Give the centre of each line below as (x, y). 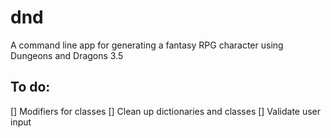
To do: (30, 87)
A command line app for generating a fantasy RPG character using (147, 45)
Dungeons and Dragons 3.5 (67, 55)
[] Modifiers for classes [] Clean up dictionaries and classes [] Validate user (166, 111)
